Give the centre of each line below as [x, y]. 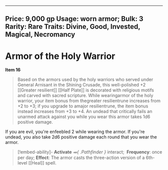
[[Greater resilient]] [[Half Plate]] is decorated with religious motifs [85, 90]
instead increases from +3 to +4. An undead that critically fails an [85, 111]
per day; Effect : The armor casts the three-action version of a [81, 157]
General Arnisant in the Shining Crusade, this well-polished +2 [81, 85]
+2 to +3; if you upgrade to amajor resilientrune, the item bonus [83, 106]
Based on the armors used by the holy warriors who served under [85, 79]
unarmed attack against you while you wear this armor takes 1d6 [84, 117]
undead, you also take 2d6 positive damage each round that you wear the [81, 137]
